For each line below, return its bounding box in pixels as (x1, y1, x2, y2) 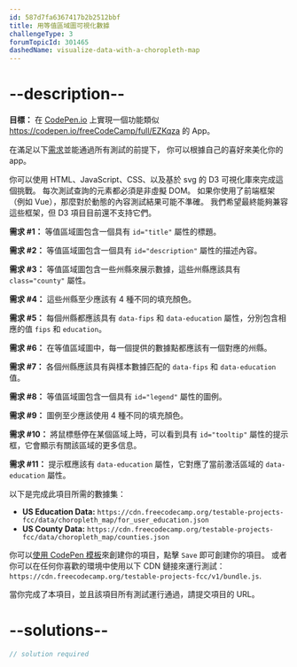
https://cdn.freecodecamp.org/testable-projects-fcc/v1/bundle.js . (9, 570, 262, 581)
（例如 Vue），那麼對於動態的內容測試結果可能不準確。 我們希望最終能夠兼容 (9, 197, 288, 207)
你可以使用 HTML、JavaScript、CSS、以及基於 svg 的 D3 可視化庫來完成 (9, 175, 277, 185)
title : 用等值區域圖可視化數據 (9, 21, 110, 30)
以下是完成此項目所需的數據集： (9, 489, 126, 500)
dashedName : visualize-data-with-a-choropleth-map (9, 46, 200, 55)
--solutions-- (9, 621, 109, 640)
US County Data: (21, 524, 86, 534)
